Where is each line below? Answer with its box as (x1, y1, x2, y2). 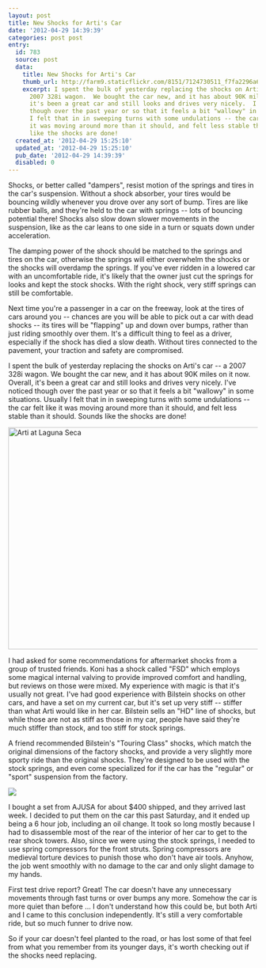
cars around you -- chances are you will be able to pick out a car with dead (8, 312, 253, 321)
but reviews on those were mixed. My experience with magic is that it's (8, 681, 240, 691)
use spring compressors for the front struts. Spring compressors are (8, 845, 231, 854)
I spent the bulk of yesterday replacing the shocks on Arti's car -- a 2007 (8, 361, 246, 370)
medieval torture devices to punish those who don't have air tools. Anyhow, (8, 852, 254, 863)
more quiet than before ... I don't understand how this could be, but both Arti (8, 902, 257, 911)
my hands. (8, 870, 43, 879)
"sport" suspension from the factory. (8, 773, 128, 782)
